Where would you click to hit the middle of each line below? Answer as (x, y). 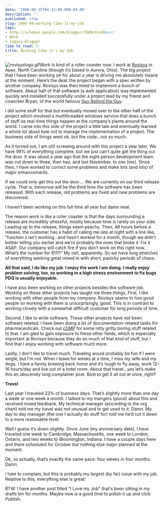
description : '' (22, 14)
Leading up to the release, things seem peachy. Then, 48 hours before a (78, 227)
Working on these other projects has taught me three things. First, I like (77, 293)
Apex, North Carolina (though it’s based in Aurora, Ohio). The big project (78, 70)
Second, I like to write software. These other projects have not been (73, 318)
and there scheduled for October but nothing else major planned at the (76, 444)
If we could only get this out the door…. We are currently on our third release (82, 181)
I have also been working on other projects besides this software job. (75, 287)
